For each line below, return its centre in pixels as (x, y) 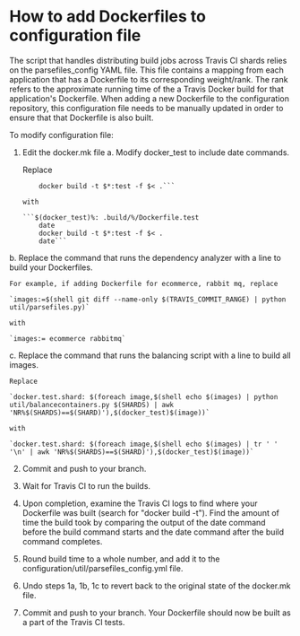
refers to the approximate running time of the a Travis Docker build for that (146, 89)
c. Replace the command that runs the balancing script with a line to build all (150, 355)
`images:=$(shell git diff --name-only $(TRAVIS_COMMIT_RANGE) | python (148, 299)
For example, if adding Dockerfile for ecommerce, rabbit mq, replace (144, 283)
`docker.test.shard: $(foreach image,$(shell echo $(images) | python (144, 396)
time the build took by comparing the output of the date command (144, 522)
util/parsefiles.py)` (50, 307)
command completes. (62, 541)
